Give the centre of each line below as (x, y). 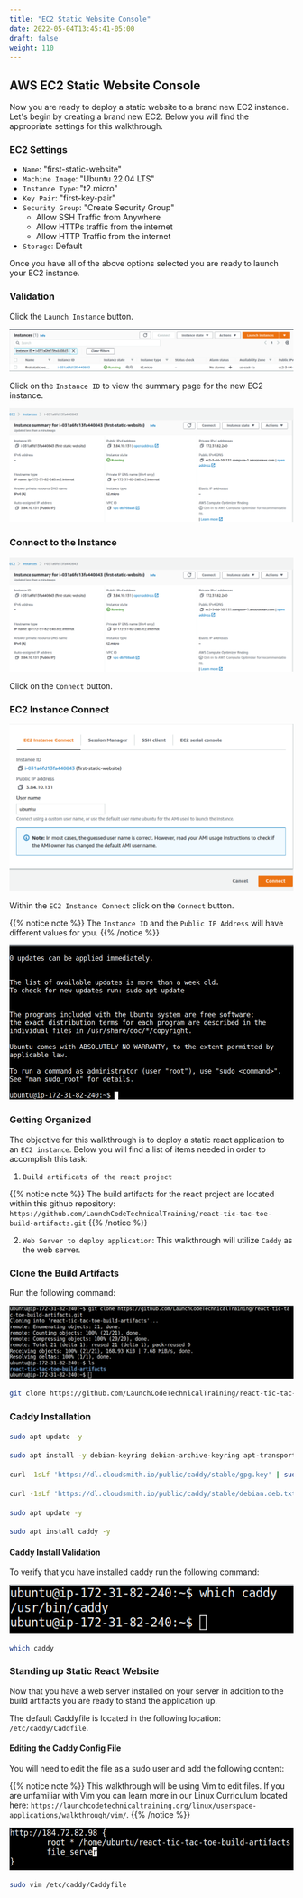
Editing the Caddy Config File (65, 1748)
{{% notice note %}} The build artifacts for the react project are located (142, 1194)
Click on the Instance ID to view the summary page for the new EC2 (136, 386)
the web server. (51, 1250)
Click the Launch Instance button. (71, 316)
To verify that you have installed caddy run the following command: (134, 1572)
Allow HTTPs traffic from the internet (104, 227)
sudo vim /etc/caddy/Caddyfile (68, 1884)
